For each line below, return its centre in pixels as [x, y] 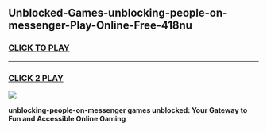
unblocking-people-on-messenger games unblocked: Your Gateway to [128, 110]
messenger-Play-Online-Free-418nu [101, 26]
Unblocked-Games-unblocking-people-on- [118, 13]
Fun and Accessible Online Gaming [67, 118]
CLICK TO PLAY [39, 48]
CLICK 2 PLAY [36, 78]
